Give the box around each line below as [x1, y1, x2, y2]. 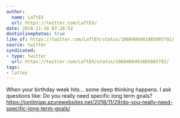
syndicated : [6, 48, 36, 54]
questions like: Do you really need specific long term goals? [6, 92, 153, 100]
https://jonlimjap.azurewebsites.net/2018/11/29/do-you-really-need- [6, 99, 173, 106]
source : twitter [6, 42, 46, 48]
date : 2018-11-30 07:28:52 [6, 25, 73, 32]
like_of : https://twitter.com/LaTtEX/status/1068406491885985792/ [6, 36, 175, 42]
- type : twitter [6, 53, 46, 59]
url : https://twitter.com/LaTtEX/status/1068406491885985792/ [11, 58, 169, 64]
